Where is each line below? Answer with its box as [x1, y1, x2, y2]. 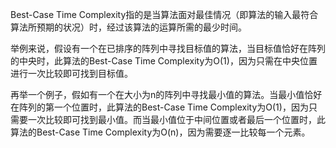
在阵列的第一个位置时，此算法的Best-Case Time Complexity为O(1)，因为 [10, 101, 309, 113]
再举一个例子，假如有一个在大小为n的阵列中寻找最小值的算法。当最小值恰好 [10, 89, 323, 100]
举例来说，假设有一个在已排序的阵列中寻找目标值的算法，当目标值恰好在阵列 [10, 43, 326, 54]
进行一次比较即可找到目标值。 [10, 68, 133, 79]
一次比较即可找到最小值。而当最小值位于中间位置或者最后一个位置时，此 [27, 114, 326, 125]
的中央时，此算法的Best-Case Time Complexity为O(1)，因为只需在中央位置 [10, 55, 318, 67]
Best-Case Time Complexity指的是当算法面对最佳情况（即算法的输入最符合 [10, 9, 319, 20]
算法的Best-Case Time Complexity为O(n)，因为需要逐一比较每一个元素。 [10, 126, 311, 138]
